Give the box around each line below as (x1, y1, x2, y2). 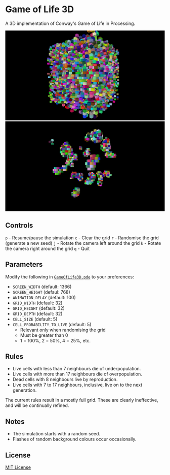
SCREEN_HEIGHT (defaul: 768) (12, 289, 71, 295)
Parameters (5, 260, 43, 269)
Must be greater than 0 (20, 332, 68, 338)
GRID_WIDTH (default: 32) (12, 300, 63, 306)
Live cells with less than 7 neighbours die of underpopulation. (12, 366, 141, 372)
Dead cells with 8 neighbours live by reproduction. (12, 376, 118, 383)
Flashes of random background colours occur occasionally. (12, 436, 137, 442)
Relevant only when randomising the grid (20, 327, 106, 333)
